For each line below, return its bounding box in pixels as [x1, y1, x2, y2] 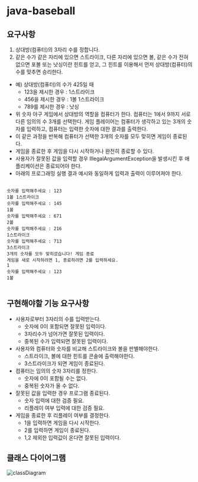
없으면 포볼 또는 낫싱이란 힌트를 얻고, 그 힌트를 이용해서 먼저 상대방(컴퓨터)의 [15, 61, 193, 68]
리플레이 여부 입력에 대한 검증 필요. [24, 404, 105, 411]
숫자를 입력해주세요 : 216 [7, 226, 62, 232]
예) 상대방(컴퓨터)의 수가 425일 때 [15, 81, 94, 88]
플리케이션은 [15, 162, 45, 170]
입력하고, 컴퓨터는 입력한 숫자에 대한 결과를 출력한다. [26, 126, 148, 132]
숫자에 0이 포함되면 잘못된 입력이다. [24, 323, 107, 330]
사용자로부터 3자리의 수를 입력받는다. [15, 315, 101, 323]
